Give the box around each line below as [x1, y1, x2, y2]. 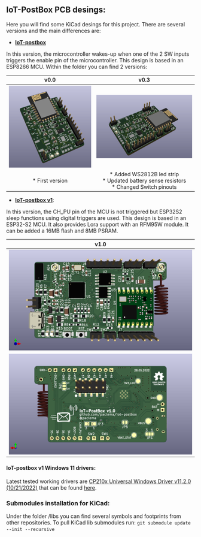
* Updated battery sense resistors [102, 177, 187, 184]
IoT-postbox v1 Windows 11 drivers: [6, 464, 96, 472]
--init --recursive [6, 526, 55, 532]
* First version [32, 177, 68, 184]
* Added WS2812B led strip [109, 170, 179, 177]
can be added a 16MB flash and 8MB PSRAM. [6, 227, 118, 234]
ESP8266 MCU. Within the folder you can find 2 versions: [6, 63, 148, 70]
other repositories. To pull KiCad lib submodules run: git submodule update [6, 518, 191, 526]
